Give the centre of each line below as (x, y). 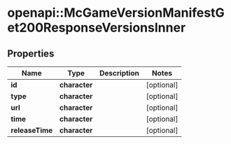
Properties (31, 53)
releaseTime (32, 130)
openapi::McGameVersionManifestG (116, 13)
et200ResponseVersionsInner (97, 28)
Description (119, 73)
